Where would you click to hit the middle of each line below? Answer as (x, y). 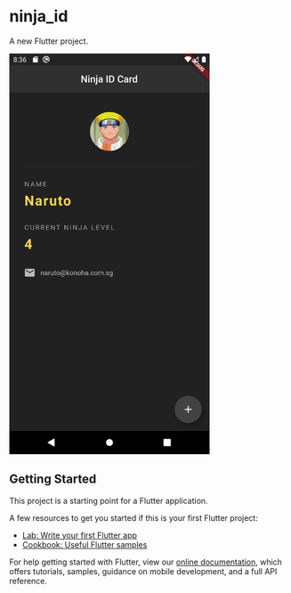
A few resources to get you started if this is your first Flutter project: (133, 517)
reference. (28, 581)
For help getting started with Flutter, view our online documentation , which (146, 562)
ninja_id (39, 16)
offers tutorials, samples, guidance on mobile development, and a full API (143, 571)
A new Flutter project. (49, 41)
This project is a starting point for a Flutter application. (109, 500)
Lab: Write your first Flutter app (80, 535)
